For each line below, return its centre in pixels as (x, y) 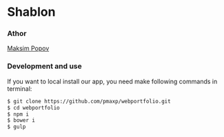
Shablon (31, 12)
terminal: (20, 88)
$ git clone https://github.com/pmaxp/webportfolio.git (89, 101)
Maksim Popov (28, 48)
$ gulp (17, 127)
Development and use (44, 66)
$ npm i (18, 114)
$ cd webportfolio (33, 107)
